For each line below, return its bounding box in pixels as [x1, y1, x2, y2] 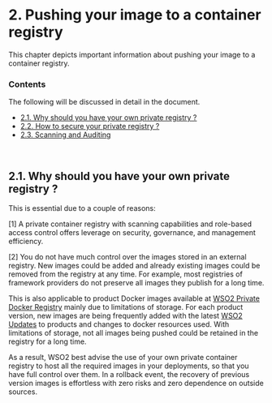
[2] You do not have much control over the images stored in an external [8, 252, 247, 262]
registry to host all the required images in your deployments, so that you [8, 361, 249, 371]
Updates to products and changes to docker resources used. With [8, 319, 230, 329]
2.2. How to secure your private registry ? [19, 122, 160, 131]
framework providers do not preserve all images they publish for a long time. [8, 278, 265, 288]
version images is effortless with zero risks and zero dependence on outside [8, 379, 264, 388]
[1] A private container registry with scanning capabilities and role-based [8, 219, 252, 229]
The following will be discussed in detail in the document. [8, 97, 201, 107]
